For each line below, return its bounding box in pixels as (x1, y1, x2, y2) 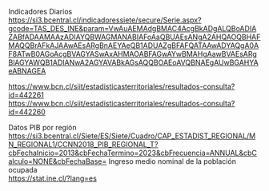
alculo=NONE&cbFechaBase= (8, 157, 107, 166)
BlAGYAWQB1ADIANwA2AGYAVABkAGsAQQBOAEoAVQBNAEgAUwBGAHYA (8, 58, 259, 67)
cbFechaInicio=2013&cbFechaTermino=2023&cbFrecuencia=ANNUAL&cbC (8, 148, 258, 157)
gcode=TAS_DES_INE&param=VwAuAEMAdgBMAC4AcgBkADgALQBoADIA (8, 24, 257, 33)
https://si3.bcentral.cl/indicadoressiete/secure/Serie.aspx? (8, 15, 202, 25)
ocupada (8, 165, 38, 174)
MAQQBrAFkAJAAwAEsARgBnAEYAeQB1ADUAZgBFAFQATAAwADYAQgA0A (8, 41, 259, 50)
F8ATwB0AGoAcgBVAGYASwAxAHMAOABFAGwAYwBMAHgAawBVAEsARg (8, 50, 258, 58)
